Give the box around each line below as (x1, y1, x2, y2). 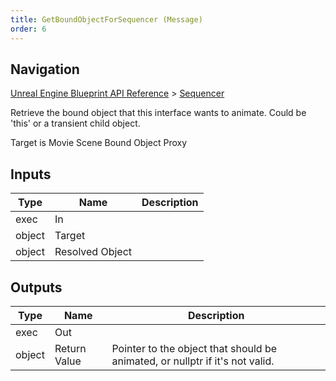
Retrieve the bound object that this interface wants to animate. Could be (10, 107, 307, 119)
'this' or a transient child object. (10, 117, 141, 130)
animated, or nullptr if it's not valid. (111, 354, 275, 368)
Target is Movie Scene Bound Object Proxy (10, 137, 188, 149)
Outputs (10, 279, 63, 296)
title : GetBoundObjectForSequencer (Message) (10, 14, 203, 25)
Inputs (10, 166, 52, 183)
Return (54, 341, 87, 355)
